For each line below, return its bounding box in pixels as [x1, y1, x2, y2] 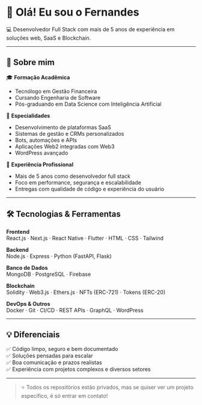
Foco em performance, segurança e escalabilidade [14, 178, 141, 186]
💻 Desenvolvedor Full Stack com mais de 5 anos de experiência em [6, 25, 175, 32]
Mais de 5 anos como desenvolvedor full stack [14, 172, 131, 180]
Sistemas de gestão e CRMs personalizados [14, 130, 124, 137]
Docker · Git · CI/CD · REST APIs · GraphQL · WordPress [6, 306, 144, 314]
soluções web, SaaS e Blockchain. [6, 34, 91, 41]
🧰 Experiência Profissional [6, 160, 74, 168]
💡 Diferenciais [6, 329, 60, 340]
